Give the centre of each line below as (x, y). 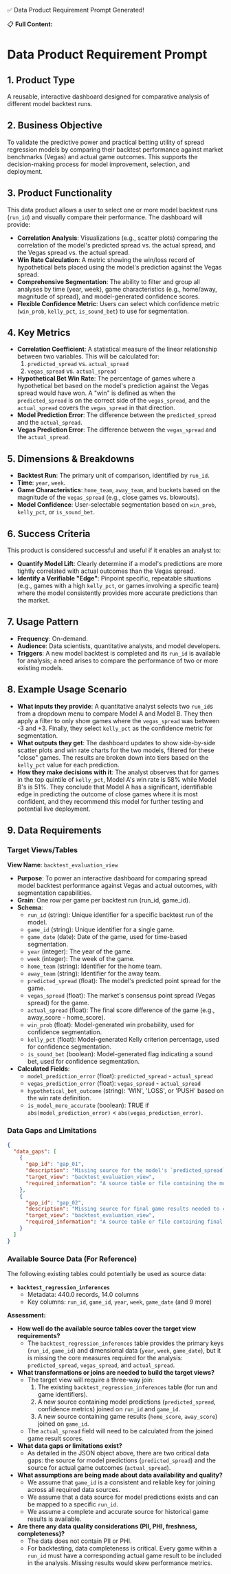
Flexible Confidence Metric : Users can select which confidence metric (118, 303)
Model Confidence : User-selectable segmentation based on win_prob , (117, 505)
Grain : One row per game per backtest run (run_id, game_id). (103, 900)
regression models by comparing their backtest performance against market (115, 149)
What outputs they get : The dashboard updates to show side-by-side (116, 743)
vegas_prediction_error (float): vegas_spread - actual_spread (114, 1083)
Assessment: (26, 1315)
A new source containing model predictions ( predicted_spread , (126, 1402)
